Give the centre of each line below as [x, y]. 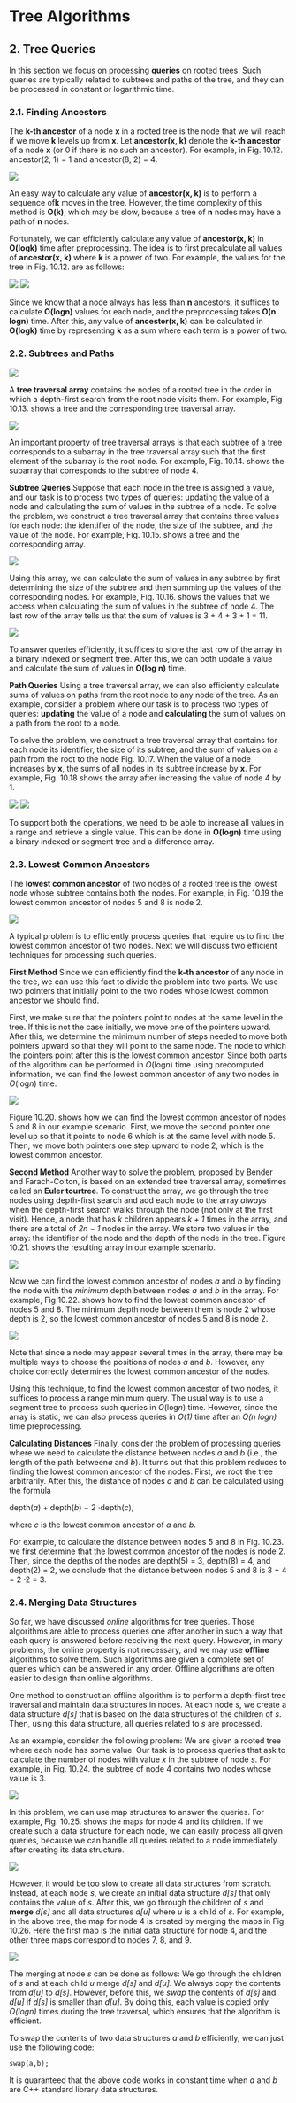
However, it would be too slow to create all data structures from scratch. [140, 1883]
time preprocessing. [46, 1426]
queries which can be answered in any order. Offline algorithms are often [142, 1669]
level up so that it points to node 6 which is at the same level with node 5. [142, 1136]
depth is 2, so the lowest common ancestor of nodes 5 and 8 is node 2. [139, 1318]
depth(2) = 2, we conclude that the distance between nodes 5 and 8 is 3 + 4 [148, 1570]
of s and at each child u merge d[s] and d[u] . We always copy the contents [145, 1983]
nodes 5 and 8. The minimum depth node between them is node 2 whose [142, 1309]
